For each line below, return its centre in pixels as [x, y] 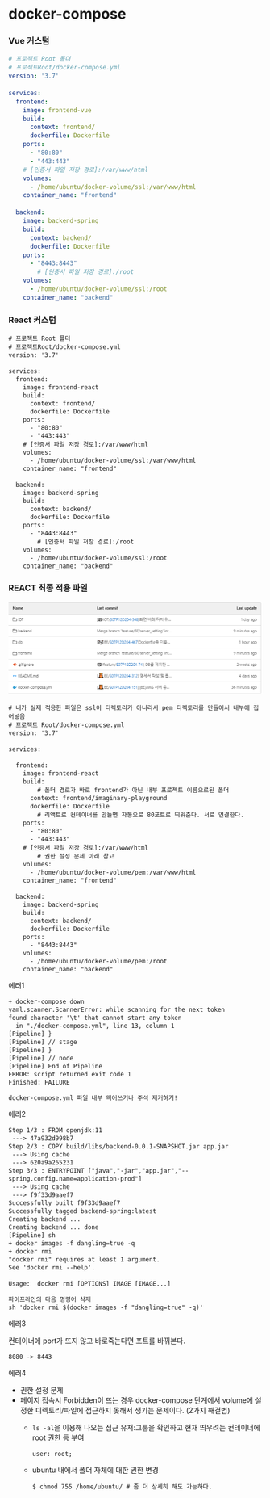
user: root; [52, 1454]
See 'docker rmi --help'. [52, 1267]
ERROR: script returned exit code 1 [70, 1074]
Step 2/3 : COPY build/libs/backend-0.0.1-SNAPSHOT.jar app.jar [118, 1146]
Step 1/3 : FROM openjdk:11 [56, 1130]
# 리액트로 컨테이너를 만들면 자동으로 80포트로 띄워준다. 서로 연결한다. [141, 815]
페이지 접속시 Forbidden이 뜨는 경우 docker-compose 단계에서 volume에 [137, 1400]
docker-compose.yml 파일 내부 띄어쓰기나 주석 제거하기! [93, 1098]
